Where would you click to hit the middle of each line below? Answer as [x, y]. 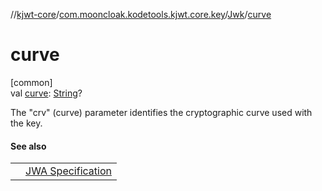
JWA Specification [68, 171]
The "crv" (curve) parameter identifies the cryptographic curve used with [161, 112]
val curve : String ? [46, 93]
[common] [31, 82]
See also [28, 146]
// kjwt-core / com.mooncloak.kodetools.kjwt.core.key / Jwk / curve [141, 14]
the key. [26, 123]
